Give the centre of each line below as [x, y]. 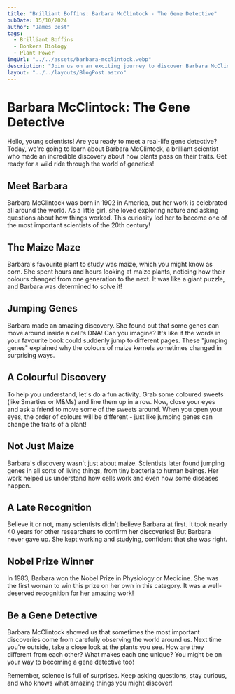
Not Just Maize [41, 446]
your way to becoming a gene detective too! [71, 662]
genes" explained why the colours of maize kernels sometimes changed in [115, 347]
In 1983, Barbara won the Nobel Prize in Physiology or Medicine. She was [113, 578]
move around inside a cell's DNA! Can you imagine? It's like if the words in [114, 333]
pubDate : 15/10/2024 [37, 20]
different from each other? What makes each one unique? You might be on [115, 654]
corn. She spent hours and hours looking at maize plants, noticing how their [116, 272]
